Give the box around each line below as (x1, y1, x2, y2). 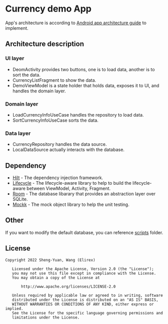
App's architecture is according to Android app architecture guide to (5, 20, 147, 26)
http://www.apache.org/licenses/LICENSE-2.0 (21, 284, 116, 289)
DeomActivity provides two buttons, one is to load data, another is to (12, 66, 155, 72)
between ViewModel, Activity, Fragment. (27, 185, 111, 192)
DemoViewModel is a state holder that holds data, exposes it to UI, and (12, 82, 159, 88)
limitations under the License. (12, 315, 80, 320)
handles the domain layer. (12, 88, 66, 94)
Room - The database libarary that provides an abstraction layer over (12, 191, 156, 197)
